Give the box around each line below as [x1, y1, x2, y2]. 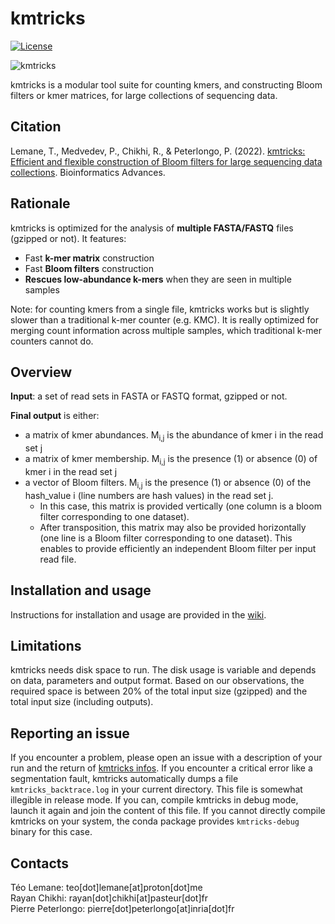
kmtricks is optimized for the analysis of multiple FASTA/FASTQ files [10, 222, 294, 234]
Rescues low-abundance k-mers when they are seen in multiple [24, 273, 292, 285]
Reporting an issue [10, 725, 130, 742]
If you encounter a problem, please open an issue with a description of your [10, 752, 323, 764]
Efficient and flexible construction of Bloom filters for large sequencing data [10, 155, 323, 167]
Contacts [10, 855, 70, 872]
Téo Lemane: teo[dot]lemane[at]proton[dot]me [10, 882, 203, 894]
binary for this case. [10, 826, 93, 838]
